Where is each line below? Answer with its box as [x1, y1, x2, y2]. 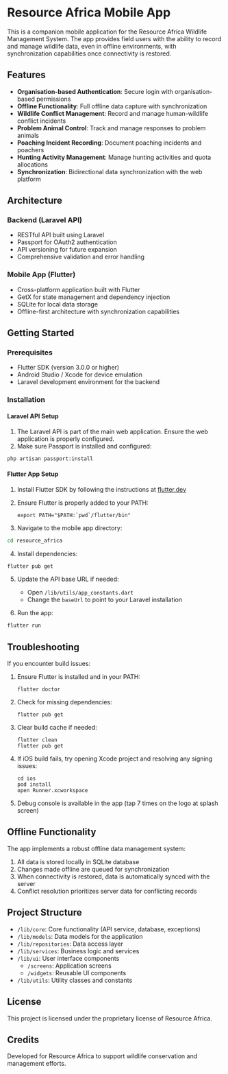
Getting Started [7, 327, 75, 339]
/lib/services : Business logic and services [16, 946, 140, 955]
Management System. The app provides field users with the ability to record [7, 34, 222, 43]
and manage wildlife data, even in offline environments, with [7, 42, 177, 50]
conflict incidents [16, 117, 66, 125]
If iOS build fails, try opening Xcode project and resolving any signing [16, 754, 213, 763]
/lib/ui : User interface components [16, 954, 120, 962]
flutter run [7, 622, 41, 629]
